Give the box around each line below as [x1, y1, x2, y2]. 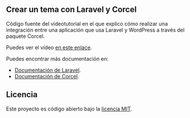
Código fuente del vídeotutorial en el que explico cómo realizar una [6, 20, 168, 27]
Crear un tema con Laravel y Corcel [6, 5, 137, 15]
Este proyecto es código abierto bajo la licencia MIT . [6, 105, 133, 112]
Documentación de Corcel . [14, 72, 80, 79]
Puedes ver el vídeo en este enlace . [6, 44, 92, 51]
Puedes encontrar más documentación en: [6, 55, 109, 62]
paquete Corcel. [6, 32, 45, 40]
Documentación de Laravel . [14, 67, 81, 74]
